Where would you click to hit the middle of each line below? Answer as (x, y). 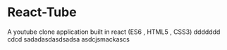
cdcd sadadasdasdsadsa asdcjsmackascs (69, 39)
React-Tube (42, 12)
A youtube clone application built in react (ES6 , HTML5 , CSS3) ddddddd (114, 32)
